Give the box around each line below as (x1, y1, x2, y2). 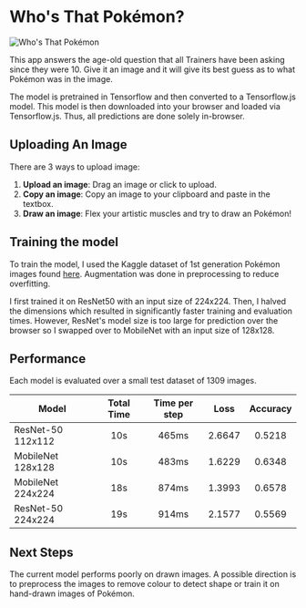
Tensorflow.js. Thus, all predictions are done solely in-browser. (9, 110, 246, 121)
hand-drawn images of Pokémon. (9, 588, 135, 599)
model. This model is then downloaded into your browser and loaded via (9, 100, 280, 111)
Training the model (9, 234, 118, 250)
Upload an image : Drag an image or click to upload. (22, 179, 217, 190)
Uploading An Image (9, 137, 127, 152)
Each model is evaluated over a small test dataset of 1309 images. (9, 376, 257, 386)
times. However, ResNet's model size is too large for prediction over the (9, 314, 279, 325)
